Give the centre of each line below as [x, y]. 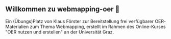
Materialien [17, 26]
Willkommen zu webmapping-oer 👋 [63, 9]
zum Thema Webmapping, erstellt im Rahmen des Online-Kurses [98, 26]
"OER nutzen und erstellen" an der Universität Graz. [60, 32]
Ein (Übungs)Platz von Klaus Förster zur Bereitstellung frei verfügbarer [80, 21]
